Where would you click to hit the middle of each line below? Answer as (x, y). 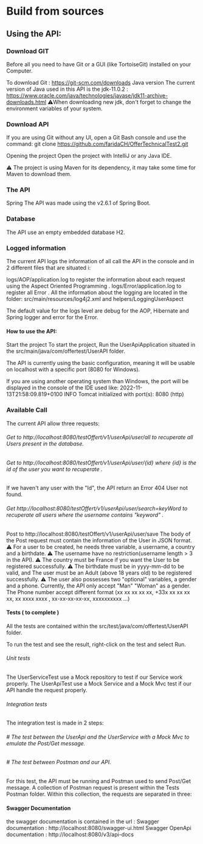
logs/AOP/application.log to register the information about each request (96, 280)
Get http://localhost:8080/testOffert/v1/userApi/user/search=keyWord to (97, 508)
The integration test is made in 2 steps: (55, 723)
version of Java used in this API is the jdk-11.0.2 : (67, 89)
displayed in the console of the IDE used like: (63, 388)
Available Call (27, 410)
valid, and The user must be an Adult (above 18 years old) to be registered (99, 573)
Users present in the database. (45, 444)
